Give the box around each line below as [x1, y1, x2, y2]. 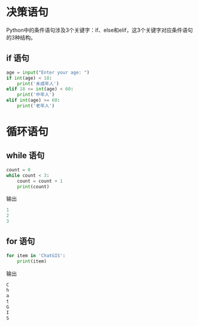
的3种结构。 [6, 34, 36, 41]
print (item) [17, 258, 47, 264]
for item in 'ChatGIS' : [6, 252, 66, 258]
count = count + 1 [17, 178, 63, 184]
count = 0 [6, 167, 31, 173]
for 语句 [6, 236, 35, 246]
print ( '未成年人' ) [17, 80, 59, 87]
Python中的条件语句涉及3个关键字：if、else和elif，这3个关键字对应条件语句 [6, 26, 193, 34]
